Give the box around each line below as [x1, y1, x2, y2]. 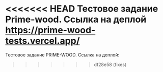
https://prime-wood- [5, 25, 96, 36]
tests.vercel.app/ [5, 35, 80, 47]
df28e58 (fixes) [94, 61, 127, 67]
